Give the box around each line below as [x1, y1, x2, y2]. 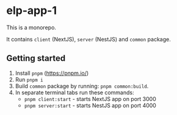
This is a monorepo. [6, 24, 57, 31]
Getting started [6, 53, 66, 64]
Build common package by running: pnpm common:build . [15, 82, 149, 89]
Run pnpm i [15, 75, 44, 83]
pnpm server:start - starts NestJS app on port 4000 [24, 102, 157, 109]
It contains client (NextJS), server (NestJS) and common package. [6, 35, 171, 43]
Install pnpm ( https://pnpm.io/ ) [15, 69, 89, 77]
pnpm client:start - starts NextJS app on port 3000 [24, 95, 157, 102]
